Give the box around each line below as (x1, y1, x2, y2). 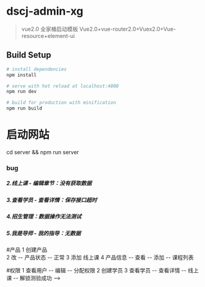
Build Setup (6, 50, 51, 61)
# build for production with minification (6, 100, 116, 106)
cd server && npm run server (6, 148, 80, 155)
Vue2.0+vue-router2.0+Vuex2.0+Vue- (79, 25, 176, 32)
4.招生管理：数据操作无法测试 (6, 213, 81, 220)
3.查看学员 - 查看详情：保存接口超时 (6, 196, 97, 203)
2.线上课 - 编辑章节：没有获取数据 (6, 179, 92, 187)
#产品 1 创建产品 (6, 246, 48, 253)
